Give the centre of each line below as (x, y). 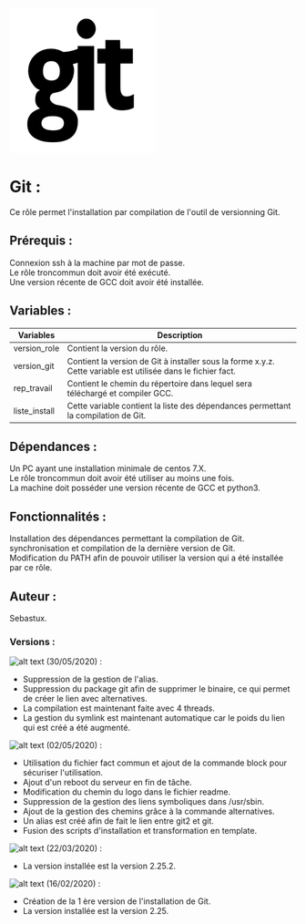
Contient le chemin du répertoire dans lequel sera (159, 383)
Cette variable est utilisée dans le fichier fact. (152, 371)
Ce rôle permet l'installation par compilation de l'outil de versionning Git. (145, 211)
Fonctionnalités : (58, 516)
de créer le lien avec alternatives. (85, 699)
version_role (36, 348)
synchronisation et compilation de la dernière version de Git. (122, 549)
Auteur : (33, 596)
